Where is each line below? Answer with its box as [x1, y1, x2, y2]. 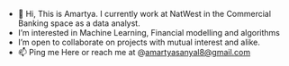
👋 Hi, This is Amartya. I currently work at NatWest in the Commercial [17, 9, 272, 19]
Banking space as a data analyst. [17, 18, 141, 29]
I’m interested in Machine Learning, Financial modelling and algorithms [17, 28, 281, 37]
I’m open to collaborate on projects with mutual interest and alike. [17, 37, 261, 47]
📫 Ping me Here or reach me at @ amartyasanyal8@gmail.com [17, 47, 251, 57]
